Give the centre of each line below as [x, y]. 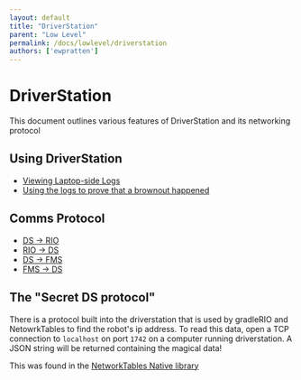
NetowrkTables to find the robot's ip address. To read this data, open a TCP [150, 329]
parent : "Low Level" [48, 34]
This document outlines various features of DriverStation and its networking [150, 121]
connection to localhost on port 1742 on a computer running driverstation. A [151, 338]
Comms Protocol [57, 219]
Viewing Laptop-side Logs [71, 181]
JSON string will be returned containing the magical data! [116, 348]
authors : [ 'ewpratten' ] [54, 51]
